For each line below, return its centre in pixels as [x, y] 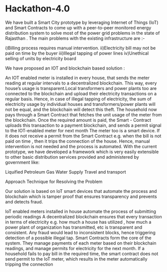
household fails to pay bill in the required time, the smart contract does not [82, 254]
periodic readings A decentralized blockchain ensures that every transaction [83, 216]
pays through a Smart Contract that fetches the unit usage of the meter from [83, 114]
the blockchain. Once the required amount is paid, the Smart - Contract [78, 120]
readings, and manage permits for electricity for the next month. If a [75, 248]
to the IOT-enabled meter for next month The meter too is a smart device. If [83, 130]
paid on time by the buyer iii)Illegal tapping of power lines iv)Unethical [77, 53]
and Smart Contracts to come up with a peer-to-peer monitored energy [78, 27]
